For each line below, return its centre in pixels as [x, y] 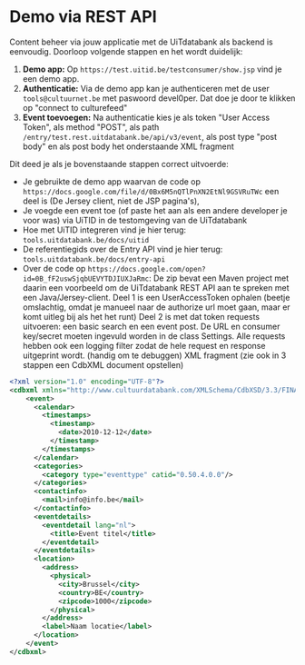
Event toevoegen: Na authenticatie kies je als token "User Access [146, 117]
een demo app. [51, 78]
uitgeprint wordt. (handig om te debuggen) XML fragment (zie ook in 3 [154, 355]
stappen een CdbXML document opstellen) [103, 364]
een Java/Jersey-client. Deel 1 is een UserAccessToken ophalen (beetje [156, 297]
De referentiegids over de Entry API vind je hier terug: [123, 249]
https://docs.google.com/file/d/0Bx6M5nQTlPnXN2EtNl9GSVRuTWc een [151, 191]
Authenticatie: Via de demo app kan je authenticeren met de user [146, 88]
